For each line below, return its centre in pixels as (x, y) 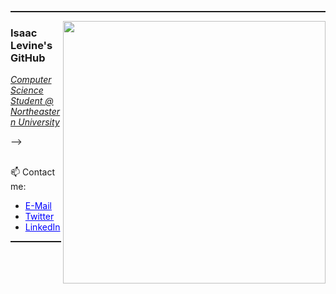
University (39, 122)
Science (27, 90)
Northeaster (35, 112)
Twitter (39, 217)
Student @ (32, 101)
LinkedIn (42, 227)
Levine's (31, 45)
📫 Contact (32, 172)
